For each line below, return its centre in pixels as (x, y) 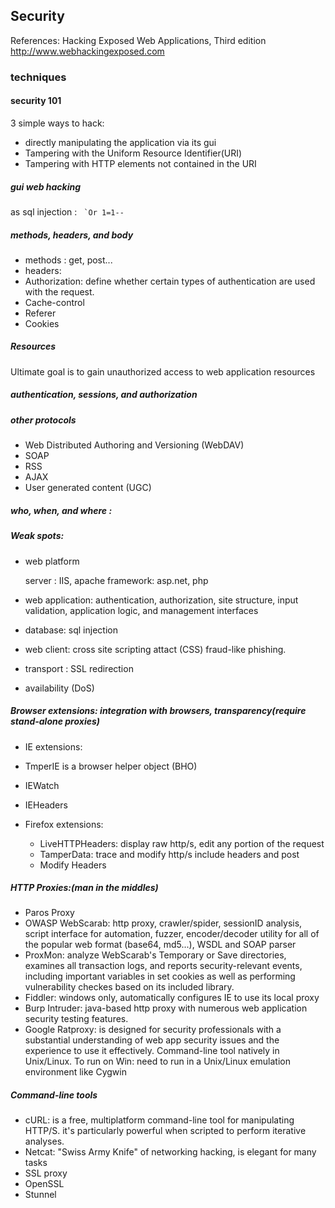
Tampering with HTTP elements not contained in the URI (140, 163)
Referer (40, 313)
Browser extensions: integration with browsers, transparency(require (158, 711)
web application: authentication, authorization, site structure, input (161, 600)
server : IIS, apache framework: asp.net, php (116, 580)
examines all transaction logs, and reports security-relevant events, (163, 966)
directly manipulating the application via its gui (120, 142)
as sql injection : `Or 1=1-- (67, 211)
